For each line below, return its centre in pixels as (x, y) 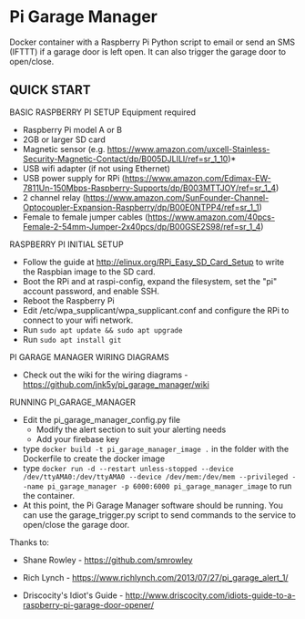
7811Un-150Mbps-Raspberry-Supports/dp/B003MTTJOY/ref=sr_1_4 (149, 188)
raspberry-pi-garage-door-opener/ (88, 604)
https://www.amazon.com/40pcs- (212, 217)
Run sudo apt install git (72, 339)
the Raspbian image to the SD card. (89, 272)
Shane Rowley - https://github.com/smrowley (107, 560)
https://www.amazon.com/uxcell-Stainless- (188, 149)
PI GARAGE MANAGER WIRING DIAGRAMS (90, 356)
